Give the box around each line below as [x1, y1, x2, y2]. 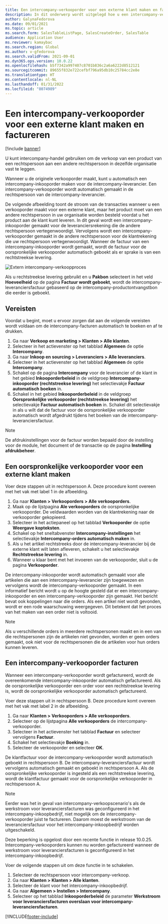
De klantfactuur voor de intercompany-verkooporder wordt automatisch [5, 754, 153, 760]
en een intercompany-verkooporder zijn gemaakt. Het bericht [31, 593, 158, 599]
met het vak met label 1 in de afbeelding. [5, 489, 88, 495]
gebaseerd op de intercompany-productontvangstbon [46, 285, 157, 291]
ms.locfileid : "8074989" [5, 86, 57, 92]
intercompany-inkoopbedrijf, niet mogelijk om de [5, 811, 105, 817]
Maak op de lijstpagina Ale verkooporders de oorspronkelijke [12, 504, 139, 510]
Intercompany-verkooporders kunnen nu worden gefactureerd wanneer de [5, 841, 159, 848]
